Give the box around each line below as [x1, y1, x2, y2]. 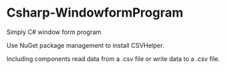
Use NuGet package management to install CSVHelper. [6, 41, 164, 49]
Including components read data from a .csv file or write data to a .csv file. [6, 54, 221, 63]
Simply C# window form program [6, 28, 102, 36]
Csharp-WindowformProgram [6, 5, 184, 21]
